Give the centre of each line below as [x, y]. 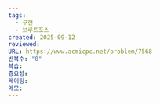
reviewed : [24, 45]
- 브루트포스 [32, 30]
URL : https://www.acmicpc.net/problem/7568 [80, 52]
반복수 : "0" [25, 59]
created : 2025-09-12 [42, 37]
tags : [17, 15]
